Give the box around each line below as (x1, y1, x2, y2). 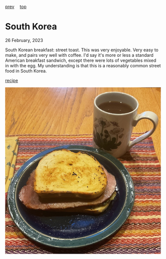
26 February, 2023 (5, 37, 43, 43)
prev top (5, 4, 27, 9)
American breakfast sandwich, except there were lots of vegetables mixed (5, 57, 157, 63)
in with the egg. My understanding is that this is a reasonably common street (5, 62, 161, 68)
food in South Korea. (5, 68, 47, 74)
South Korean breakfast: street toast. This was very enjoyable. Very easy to (5, 46, 159, 53)
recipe (5, 77, 18, 83)
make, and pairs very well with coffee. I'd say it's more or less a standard (5, 52, 154, 58)
